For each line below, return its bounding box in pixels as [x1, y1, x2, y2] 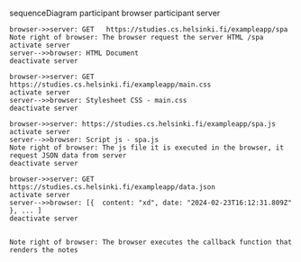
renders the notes [9, 246, 78, 255]
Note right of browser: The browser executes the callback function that [9, 238, 293, 247]
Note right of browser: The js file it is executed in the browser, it [9, 143, 284, 152]
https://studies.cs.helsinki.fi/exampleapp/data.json [9, 183, 216, 192]
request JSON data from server [9, 151, 127, 160]
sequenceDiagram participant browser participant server [9, 8, 221, 18]
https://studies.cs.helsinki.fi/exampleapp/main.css [9, 80, 212, 89]
